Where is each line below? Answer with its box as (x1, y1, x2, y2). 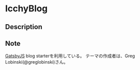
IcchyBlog (5, 3, 48, 14)
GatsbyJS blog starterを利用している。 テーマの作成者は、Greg (5, 53, 136, 59)
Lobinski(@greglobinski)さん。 (5, 59, 68, 65)
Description (5, 23, 42, 31)
